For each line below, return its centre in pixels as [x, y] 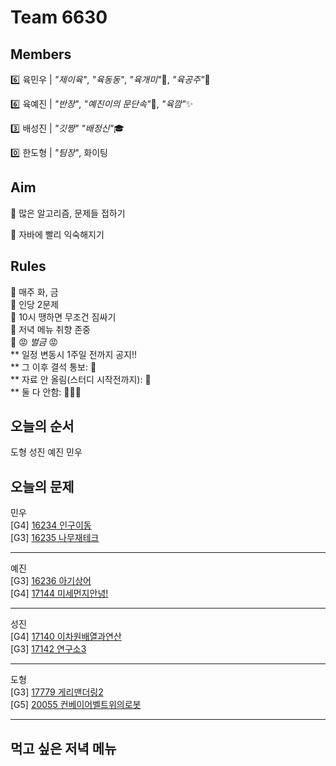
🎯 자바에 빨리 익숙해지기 [57, 234]
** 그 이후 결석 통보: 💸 [53, 367]
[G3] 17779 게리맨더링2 [57, 692]
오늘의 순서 [42, 426]
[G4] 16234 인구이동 [51, 525]
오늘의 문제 [42, 486]
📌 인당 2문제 [35, 304]
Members [41, 54]
